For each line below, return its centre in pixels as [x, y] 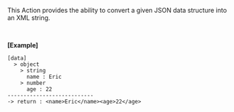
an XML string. [29, 18]
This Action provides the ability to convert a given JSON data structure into [117, 10]
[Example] [23, 45]
